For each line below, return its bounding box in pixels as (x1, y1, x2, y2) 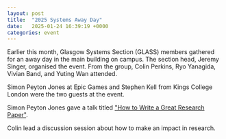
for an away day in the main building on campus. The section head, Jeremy (7, 55, 219, 64)
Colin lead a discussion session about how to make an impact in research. (7, 124, 216, 132)
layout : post (7, 10, 45, 17)
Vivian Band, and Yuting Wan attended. (7, 70, 118, 78)
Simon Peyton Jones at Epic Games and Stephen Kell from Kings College (7, 83, 213, 91)
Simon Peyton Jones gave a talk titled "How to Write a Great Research (7, 103, 205, 112)
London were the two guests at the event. (7, 90, 125, 99)
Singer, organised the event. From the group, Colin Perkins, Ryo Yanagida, (7, 62, 216, 71)
